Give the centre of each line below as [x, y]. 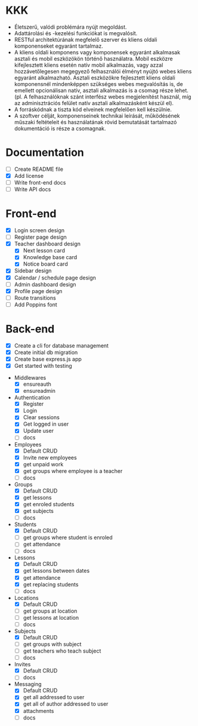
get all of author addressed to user [66, 704]
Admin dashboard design [45, 284]
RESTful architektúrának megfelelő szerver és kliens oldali [86, 39]
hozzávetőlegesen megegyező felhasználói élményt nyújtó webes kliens [103, 71]
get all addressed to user [54, 697]
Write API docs [33, 189]
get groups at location [50, 611]
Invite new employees [50, 457]
